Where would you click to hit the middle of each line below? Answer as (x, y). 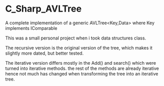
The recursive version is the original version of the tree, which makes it (79, 48)
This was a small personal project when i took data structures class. (76, 38)
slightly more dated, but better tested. (44, 53)
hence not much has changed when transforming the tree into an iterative (82, 73)
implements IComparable (31, 28)
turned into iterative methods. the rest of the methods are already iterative (82, 68)
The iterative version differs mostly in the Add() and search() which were (81, 63)
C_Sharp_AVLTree (43, 9)
